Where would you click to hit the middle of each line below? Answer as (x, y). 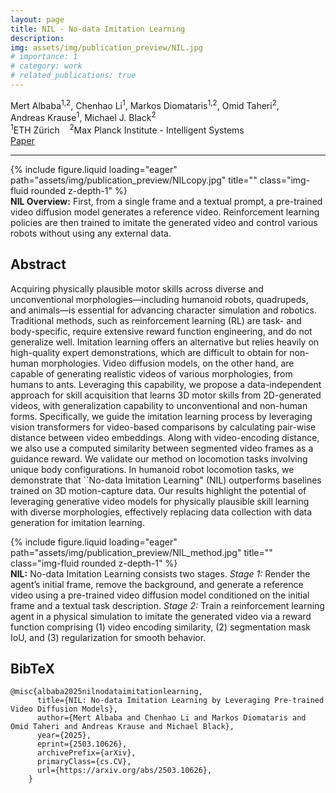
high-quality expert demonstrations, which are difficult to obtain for (149, 352)
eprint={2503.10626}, (82, 744)
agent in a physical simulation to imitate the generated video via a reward (161, 616)
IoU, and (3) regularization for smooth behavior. (108, 637)
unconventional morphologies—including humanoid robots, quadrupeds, (159, 299)
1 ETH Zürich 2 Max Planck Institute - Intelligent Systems (127, 129)
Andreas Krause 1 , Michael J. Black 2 (83, 117)
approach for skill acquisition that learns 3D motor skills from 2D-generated (166, 395)
